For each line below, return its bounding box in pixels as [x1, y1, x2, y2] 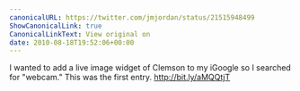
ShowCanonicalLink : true [9, 21, 102, 30]
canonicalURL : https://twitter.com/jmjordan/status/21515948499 [9, 12, 255, 22]
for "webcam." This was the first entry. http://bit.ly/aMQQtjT [9, 72, 231, 83]
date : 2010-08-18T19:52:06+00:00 [9, 37, 135, 47]
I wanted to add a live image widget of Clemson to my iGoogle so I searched [9, 62, 292, 73]
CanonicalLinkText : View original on [9, 29, 151, 38]
